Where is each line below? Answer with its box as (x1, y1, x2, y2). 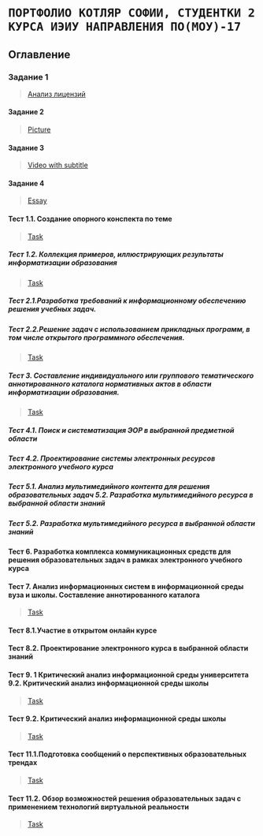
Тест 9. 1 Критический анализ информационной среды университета (8, 670, 250, 680)
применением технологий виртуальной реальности (8, 802, 189, 812)
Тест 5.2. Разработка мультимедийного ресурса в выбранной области (8, 518, 256, 528)
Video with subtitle (27, 160, 88, 170)
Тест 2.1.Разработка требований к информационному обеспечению (8, 296, 246, 305)
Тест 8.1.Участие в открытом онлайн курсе (8, 625, 157, 635)
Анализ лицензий (27, 89, 87, 99)
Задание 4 (8, 178, 45, 188)
